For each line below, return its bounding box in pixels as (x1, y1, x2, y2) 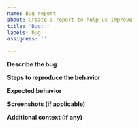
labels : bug (7, 29, 41, 36)
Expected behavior (7, 87, 62, 95)
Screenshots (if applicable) (7, 100, 86, 108)
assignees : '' (7, 36, 48, 42)
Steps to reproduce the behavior (7, 73, 101, 82)
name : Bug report (7, 10, 57, 17)
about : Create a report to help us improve (7, 16, 133, 23)
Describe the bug (7, 60, 57, 68)
